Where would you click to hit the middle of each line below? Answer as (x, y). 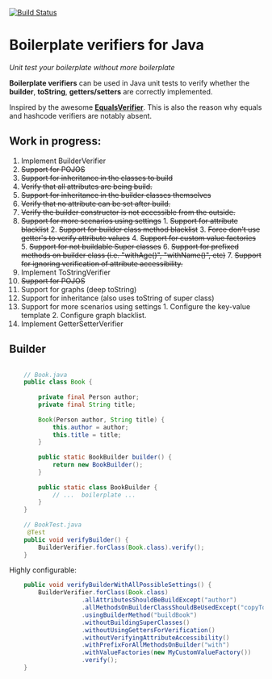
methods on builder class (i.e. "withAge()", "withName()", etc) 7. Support (141, 255)
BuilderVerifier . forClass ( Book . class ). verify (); (121, 547)
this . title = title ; (87, 435)
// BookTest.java (53, 525)
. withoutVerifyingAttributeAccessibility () (155, 638)
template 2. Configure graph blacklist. (84, 315)
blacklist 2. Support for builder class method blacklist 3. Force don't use (140, 229)
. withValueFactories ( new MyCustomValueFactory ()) (166, 653)
